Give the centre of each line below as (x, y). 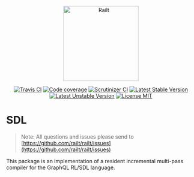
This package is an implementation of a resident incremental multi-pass (95, 161)
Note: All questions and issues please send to (77, 136)
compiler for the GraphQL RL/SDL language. (61, 167)
